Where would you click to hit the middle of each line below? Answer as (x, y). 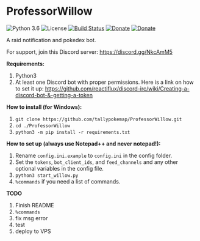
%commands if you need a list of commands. (68, 181)
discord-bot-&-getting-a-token (54, 95)
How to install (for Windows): (44, 107)
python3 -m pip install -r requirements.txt (73, 132)
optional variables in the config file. (59, 168)
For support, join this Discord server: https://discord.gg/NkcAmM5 (89, 52)
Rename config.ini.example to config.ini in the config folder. (94, 155)
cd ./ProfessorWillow (42, 126)
